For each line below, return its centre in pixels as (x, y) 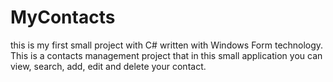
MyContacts (63, 17)
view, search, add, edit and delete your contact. (108, 66)
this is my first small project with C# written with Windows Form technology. (167, 45)
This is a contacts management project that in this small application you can (166, 55)
